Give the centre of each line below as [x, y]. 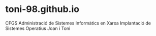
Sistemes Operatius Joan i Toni [38, 28]
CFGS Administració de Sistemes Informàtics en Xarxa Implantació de [78, 23]
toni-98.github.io [42, 9]
